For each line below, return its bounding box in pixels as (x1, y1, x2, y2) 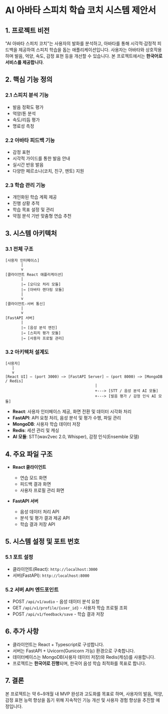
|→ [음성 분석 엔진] (21, 325, 58, 330)
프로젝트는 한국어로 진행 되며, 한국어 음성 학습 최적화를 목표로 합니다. (12, 660, 146, 666)
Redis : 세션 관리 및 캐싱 (12, 428, 59, 434)
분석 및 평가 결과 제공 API (20, 515, 70, 521)
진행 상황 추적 (12, 200, 40, 207)
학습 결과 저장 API (20, 521, 56, 528)
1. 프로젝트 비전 (5, 26, 50, 35)
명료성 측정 (12, 123, 35, 129)
